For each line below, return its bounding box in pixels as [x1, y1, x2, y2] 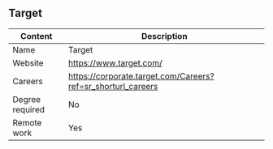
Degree [12, 93, 41, 104]
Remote [12, 117, 42, 128]
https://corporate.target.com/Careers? [67, 70, 214, 82]
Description [141, 30, 188, 41]
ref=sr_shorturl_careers [67, 80, 158, 92]
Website [12, 57, 44, 68]
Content [19, 30, 53, 41]
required [12, 104, 45, 115]
